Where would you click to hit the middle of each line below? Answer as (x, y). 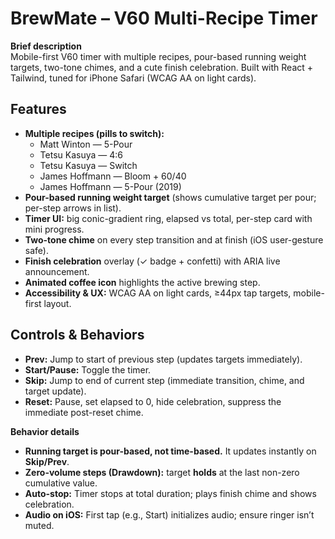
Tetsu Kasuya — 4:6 (81, 154)
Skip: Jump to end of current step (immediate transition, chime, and (164, 380)
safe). (36, 250)
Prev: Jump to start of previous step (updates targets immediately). (163, 359)
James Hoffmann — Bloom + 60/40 (113, 176)
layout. (57, 303)
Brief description (46, 46)
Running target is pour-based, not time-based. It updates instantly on (170, 451)
